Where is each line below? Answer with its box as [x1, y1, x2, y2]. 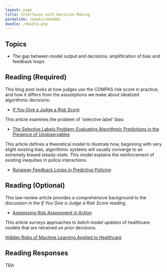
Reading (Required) [5, 73, 67, 82]
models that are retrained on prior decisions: [5, 224, 97, 230]
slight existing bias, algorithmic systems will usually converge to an [5, 146, 143, 152]
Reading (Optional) [5, 181, 65, 190]
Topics [5, 40, 27, 48]
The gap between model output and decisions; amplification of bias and [12, 53, 161, 59]
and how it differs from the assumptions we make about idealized [5, 91, 140, 98]
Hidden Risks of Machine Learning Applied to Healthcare [5, 234, 122, 240]
